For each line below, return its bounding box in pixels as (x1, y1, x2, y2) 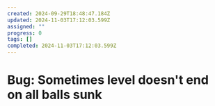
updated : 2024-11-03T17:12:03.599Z (7, 17, 111, 24)
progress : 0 (7, 29, 42, 37)
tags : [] (7, 36, 33, 43)
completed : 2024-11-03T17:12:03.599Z (7, 42, 117, 49)
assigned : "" (7, 23, 45, 30)
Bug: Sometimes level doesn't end (7, 72, 209, 88)
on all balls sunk (7, 87, 102, 103)
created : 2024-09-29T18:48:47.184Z (7, 10, 111, 17)
